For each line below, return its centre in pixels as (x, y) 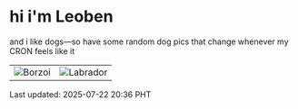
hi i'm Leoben (61, 17)
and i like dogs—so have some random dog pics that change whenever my (149, 41)
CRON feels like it (42, 50)
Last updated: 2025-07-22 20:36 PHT (80, 94)
